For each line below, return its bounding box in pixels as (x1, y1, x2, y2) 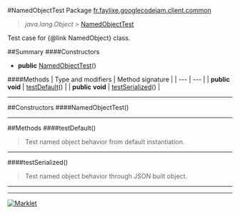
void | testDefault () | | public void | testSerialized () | (7, 83, 161, 91)
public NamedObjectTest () (17, 61, 96, 70)
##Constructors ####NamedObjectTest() (7, 103, 129, 111)
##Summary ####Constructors (7, 48, 100, 56)
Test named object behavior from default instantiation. (24, 138, 185, 146)
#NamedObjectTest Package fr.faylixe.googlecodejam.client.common (7, 6, 212, 14)
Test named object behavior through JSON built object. (24, 172, 188, 180)
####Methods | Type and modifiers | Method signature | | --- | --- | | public (7, 75, 230, 83)
